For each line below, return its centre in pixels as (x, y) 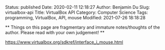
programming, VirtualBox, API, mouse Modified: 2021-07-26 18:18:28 (75, 18)
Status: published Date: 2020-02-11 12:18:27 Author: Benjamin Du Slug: (78, 7)
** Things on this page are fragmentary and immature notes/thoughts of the (82, 27)
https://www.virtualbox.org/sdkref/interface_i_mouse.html (64, 42)
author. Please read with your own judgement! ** (55, 32)
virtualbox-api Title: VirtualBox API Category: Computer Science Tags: (77, 12)
